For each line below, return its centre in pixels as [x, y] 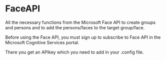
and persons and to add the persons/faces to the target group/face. [75, 27]
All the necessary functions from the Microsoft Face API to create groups [80, 22]
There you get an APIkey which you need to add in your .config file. [74, 52]
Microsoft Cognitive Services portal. [42, 42]
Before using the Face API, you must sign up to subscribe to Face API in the [83, 37]
